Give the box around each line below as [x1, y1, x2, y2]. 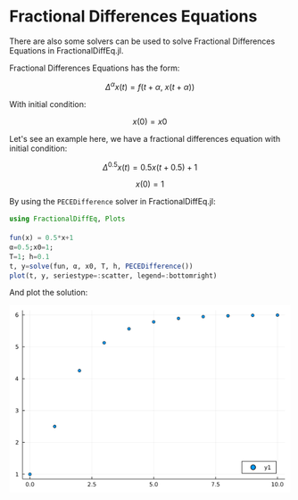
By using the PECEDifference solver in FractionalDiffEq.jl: [9, 196, 216, 207]
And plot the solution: [9, 287, 88, 298]
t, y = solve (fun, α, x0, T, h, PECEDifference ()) [9, 262, 194, 271]
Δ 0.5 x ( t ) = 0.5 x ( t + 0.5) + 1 [102, 160, 198, 172]
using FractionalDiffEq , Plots [9, 214, 126, 224]
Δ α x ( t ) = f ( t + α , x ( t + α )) [104, 79, 195, 92]
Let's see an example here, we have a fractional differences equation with [9, 133, 281, 144]
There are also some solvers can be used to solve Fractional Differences [9, 36, 276, 46]
